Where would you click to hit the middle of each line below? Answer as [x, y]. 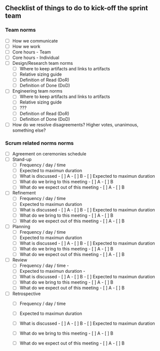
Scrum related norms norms [40, 143]
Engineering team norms [37, 91]
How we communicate [35, 41]
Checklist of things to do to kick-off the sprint [77, 8]
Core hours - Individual [36, 57]
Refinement [24, 193]
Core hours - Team [31, 52]
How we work [26, 46]
